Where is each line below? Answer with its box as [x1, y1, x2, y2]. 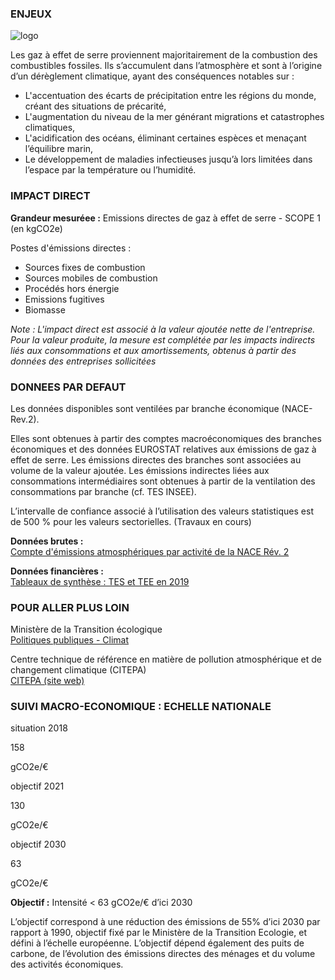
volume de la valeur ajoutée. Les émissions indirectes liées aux [10, 464, 270, 476]
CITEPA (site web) [10, 675, 85, 687]
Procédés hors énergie [24, 282, 120, 294]
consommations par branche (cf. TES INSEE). [10, 485, 197, 497]
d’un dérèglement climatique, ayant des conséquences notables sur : [10, 70, 295, 82]
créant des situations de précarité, [24, 100, 167, 112]
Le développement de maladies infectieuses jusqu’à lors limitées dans [24, 153, 313, 166]
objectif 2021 [10, 780, 65, 792]
